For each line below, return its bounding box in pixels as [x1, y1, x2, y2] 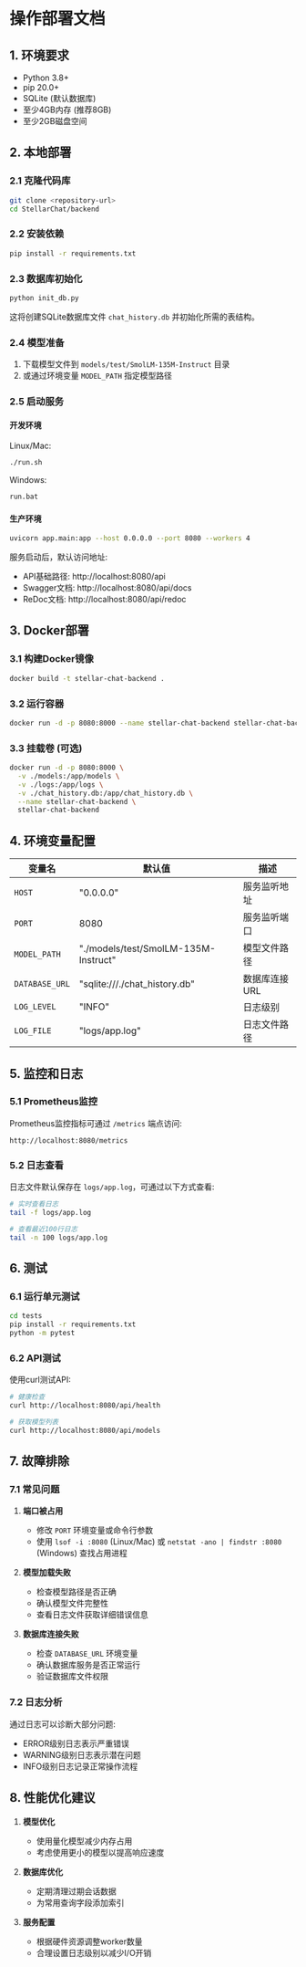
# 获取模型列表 [9, 1417, 59, 1427]
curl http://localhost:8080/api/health [9, 1401, 161, 1410]
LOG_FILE [14, 1026, 52, 1036]
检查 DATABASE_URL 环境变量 [36, 1648, 138, 1659]
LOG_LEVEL [14, 1001, 56, 1012]
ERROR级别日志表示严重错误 [22, 1738, 129, 1749]
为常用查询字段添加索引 [36, 1897, 125, 1908]
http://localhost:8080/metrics [9, 1135, 128, 1146]
